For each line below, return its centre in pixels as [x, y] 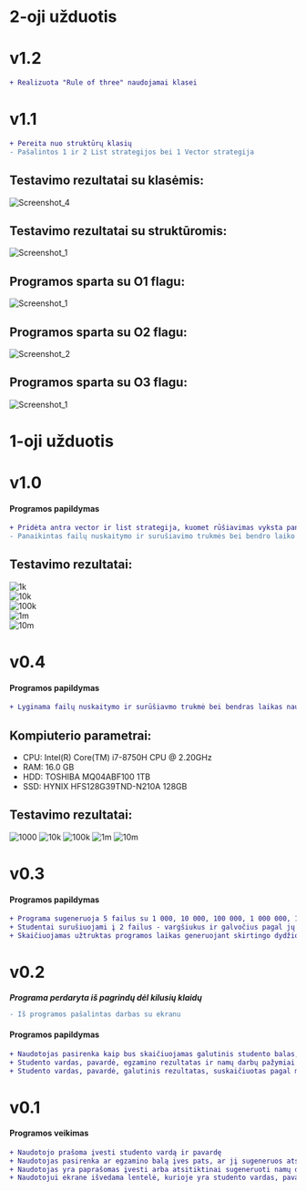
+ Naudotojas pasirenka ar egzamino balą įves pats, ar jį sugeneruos [146, 1161]
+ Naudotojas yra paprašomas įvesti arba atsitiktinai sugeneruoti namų [150, 1169]
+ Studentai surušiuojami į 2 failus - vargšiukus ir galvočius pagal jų [153, 927]
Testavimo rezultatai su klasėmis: [107, 181]
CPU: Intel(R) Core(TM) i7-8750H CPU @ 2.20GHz [117, 757]
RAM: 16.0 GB [48, 767]
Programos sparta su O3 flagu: [99, 383]
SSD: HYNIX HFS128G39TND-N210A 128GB [105, 786]
